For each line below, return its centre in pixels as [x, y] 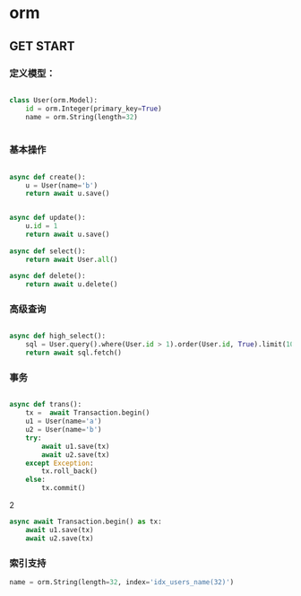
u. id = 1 [42, 226]
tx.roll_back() [70, 471]
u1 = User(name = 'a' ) [64, 421]
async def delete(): [48, 276]
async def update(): [48, 218]
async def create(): [48, 177]
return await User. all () [72, 259]
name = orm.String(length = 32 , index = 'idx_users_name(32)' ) [122, 582]
